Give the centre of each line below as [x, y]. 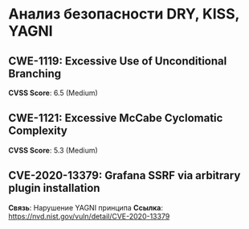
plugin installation [54, 188]
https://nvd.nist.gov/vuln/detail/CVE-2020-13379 [89, 216]
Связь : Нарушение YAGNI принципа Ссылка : [86, 207]
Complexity [38, 131]
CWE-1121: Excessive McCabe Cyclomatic [116, 118]
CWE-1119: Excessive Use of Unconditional [118, 61]
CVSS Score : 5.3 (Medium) [53, 150]
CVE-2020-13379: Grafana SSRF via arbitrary [124, 175]
